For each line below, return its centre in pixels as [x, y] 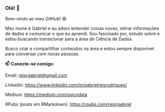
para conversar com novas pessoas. [42, 54]
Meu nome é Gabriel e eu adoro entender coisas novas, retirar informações [82, 28]
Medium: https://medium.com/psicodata [46, 95]
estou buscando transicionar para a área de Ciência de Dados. [69, 39]
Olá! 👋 [12, 8]
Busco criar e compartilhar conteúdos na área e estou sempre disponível [80, 49]
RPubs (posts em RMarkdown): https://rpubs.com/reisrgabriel [68, 105]
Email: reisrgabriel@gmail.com [36, 75]
